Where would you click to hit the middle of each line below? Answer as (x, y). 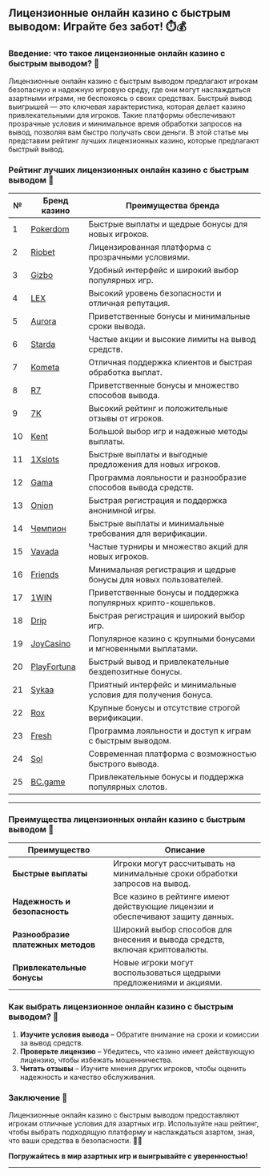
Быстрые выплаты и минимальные (156, 523)
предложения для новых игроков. (155, 464)
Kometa (45, 367)
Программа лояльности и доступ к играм (170, 731)
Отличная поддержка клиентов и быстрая (171, 362)
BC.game (48, 782)
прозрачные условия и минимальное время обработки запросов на (125, 123)
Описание (185, 850)
